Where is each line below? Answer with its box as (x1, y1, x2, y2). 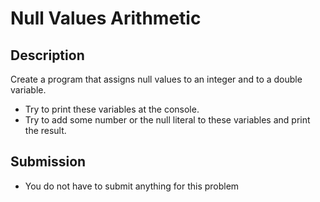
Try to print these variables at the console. (24, 103, 200, 115)
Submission (10, 153, 87, 171)
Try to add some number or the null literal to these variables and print (24, 114, 311, 126)
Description (10, 47, 85, 64)
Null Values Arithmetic (10, 7, 202, 30)
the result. (24, 125, 67, 136)
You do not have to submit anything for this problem (24, 180, 240, 192)
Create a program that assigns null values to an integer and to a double (10, 73, 303, 85)
